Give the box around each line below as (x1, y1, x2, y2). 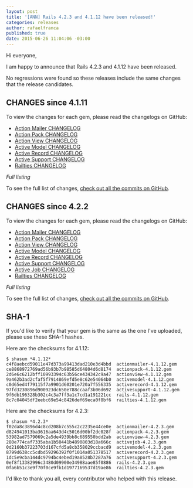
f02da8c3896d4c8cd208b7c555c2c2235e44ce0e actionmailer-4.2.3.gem (6, 424, 175, 430)
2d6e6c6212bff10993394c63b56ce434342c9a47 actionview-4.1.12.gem (6, 371, 172, 378)
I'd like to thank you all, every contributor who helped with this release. (6, 475, 177, 482)
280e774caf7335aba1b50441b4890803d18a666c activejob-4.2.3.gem (6, 439, 167, 445)
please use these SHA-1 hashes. (6, 333, 84, 340)
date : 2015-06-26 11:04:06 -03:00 (6, 36, 91, 42)
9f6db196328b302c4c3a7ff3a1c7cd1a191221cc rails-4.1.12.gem (6, 392, 159, 398)
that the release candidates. (6, 81, 74, 88)
